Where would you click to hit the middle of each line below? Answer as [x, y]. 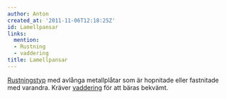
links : [17, 34]
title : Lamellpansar [38, 60]
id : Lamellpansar [33, 27]
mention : [27, 40]
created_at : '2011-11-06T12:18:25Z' [61, 21]
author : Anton [28, 14]
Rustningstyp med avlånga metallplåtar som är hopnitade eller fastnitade [113, 80]
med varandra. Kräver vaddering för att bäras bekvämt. [88, 87]
